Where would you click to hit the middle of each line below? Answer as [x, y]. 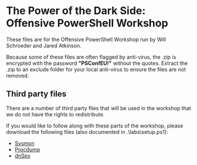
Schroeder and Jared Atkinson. [44, 46]
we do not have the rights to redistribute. [55, 114]
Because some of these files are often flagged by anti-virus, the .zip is [91, 57]
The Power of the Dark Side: [76, 11]
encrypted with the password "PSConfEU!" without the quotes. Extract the [97, 63]
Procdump [27, 149]
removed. [18, 75]
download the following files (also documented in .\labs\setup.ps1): [87, 132]
